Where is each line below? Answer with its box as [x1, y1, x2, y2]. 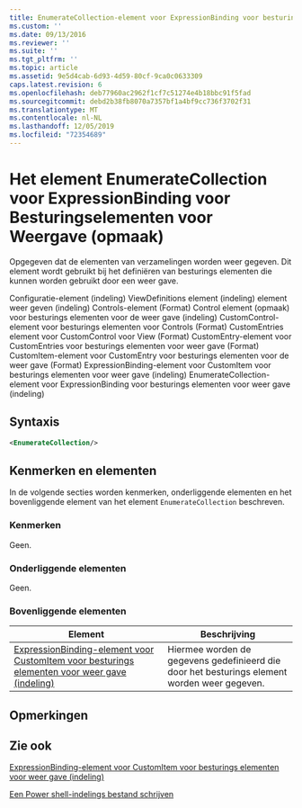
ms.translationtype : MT [9, 105, 99, 114]
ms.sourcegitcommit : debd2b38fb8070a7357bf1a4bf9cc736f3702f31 [9, 96, 252, 106]
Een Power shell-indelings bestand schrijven [9, 789, 174, 800]
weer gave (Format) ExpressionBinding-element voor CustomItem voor [9, 359, 271, 370]
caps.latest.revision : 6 [9, 80, 102, 89]
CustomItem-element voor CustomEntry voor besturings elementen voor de [9, 350, 289, 361]
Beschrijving [200, 628, 256, 641]
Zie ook [9, 738, 52, 753]
